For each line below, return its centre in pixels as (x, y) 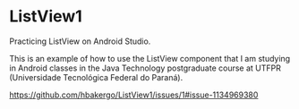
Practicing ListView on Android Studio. (80, 41)
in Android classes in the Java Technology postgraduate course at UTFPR (145, 68)
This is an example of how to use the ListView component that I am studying (150, 58)
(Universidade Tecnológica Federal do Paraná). (96, 77)
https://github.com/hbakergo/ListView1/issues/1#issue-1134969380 (134, 95)
